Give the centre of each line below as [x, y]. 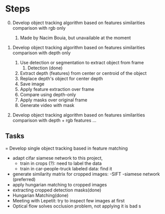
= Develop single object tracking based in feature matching [67, 148]
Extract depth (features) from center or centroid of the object [83, 73]
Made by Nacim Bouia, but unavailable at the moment [75, 38]
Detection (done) [45, 68]
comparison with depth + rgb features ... [54, 120]
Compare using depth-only [48, 94]
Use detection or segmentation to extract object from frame [82, 62]
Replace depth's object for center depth [61, 78]
